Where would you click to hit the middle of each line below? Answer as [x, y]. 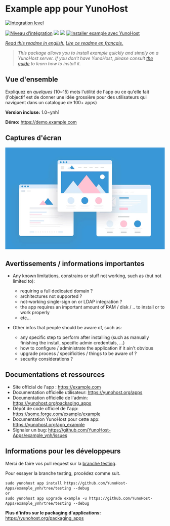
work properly [35, 312]
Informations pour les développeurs [63, 451]
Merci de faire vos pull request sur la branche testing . [61, 463]
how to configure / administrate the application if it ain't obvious [87, 348]
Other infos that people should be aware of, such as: [67, 327]
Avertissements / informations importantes [75, 264]
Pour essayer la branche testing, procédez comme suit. [63, 473]
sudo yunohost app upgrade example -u [46, 498]
